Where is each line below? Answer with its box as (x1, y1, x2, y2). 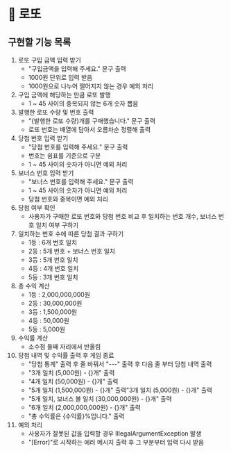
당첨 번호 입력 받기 (17, 134, 69, 142)
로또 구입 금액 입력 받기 (17, 56, 82, 64)
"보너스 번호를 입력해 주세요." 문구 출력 (28, 178, 134, 186)
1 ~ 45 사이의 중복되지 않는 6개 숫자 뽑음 (28, 99, 139, 108)
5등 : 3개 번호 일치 (28, 273, 78, 281)
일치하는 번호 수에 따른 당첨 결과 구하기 (17, 230, 124, 238)
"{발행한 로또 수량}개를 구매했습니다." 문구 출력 (28, 117, 155, 125)
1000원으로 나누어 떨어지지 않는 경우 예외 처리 (28, 82, 154, 90)
